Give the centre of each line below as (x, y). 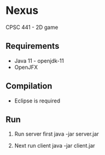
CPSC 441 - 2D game (32, 27)
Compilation (29, 86)
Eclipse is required (37, 101)
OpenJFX (26, 67)
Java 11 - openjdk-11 (39, 60)
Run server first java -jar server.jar (57, 134)
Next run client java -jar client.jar (55, 146)
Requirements (32, 46)
